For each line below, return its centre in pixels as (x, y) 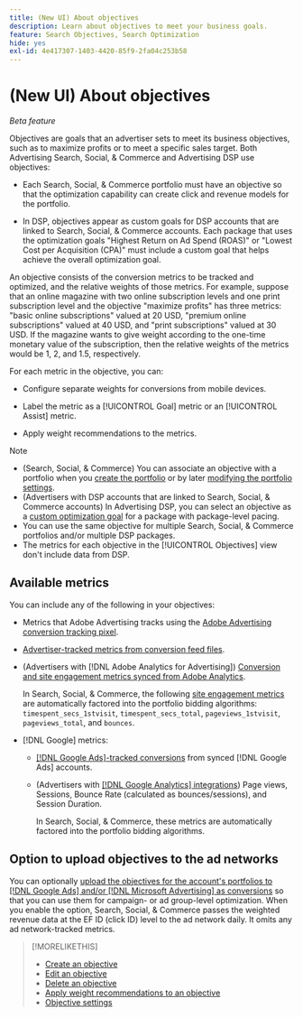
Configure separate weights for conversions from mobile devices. (144, 389)
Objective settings (78, 1002)
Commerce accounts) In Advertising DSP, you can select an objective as (156, 507)
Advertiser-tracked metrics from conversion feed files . (124, 649)
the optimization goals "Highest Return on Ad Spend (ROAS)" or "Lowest (157, 241)
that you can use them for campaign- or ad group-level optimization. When (149, 900)
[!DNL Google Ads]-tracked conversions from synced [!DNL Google (161, 757)
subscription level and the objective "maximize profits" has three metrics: (146, 306)
